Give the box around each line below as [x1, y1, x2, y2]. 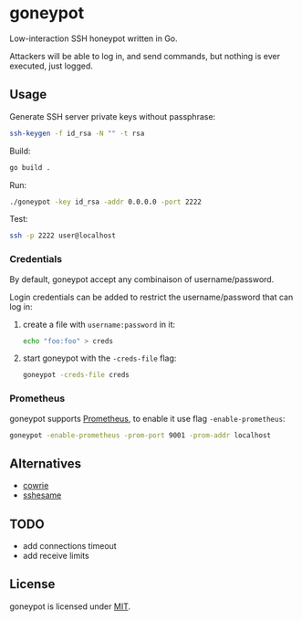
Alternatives [9, 456, 82, 471]
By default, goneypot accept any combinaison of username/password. [9, 273, 275, 285]
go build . [9, 163, 51, 172]
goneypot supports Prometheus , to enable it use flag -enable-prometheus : [9, 413, 286, 424]
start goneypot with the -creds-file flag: [22, 353, 177, 363]
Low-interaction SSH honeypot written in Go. [9, 33, 178, 44]
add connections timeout [22, 541, 117, 552]
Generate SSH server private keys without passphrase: [9, 111, 216, 121]
